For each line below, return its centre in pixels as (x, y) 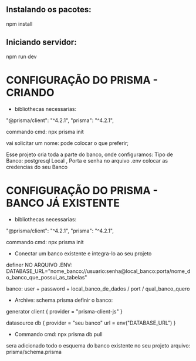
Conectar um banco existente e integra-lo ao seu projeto (83, 253)
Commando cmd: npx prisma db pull (58, 334)
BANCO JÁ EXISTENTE (63, 203)
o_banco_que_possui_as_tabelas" (47, 277)
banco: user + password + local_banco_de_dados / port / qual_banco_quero (98, 289)
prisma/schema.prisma (34, 352)
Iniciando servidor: (42, 43)
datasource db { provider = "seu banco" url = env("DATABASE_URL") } (91, 323)
